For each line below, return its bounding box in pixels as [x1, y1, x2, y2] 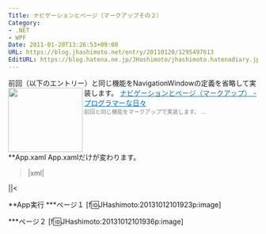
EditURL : [8, 56, 37, 64]
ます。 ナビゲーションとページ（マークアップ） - [97, 88, 257, 97]
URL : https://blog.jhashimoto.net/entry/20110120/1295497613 [8, 48, 215, 56]
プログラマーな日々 [84, 98, 146, 108]
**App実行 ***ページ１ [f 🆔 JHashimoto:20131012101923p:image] [8, 199, 222, 209]
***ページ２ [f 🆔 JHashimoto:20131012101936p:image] [8, 217, 184, 226]
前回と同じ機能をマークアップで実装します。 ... [84, 108, 207, 115]
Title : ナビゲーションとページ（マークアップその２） [8, 11, 163, 20]
